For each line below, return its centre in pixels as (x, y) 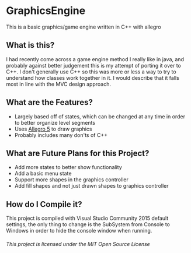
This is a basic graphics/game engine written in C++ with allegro (84, 27)
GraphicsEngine (46, 11)
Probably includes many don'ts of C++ (61, 135)
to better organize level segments (55, 122)
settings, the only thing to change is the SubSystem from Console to (88, 224)
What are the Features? (50, 102)
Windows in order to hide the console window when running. (79, 231)
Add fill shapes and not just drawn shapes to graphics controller (91, 186)
